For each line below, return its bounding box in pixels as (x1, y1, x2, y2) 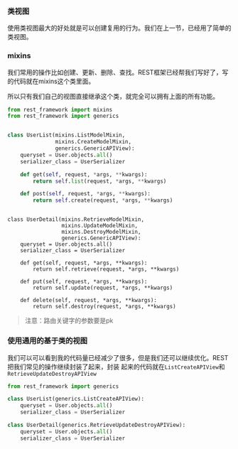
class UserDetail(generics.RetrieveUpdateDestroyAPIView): (7, 421, 186, 429)
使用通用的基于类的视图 (7, 336, 87, 346)
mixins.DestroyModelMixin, (61, 229, 141, 236)
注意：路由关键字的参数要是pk (24, 316, 114, 325)
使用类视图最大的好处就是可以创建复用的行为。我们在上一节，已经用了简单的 (7, 23, 232, 33)
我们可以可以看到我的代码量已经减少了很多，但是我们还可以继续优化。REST (7, 353, 229, 362)
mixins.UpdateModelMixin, (61, 222, 139, 229)
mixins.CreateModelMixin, (55, 139, 132, 146)
